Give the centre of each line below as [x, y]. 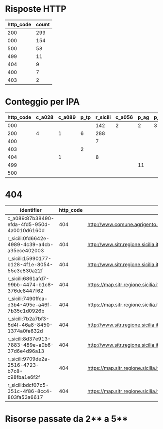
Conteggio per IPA [42, 102]
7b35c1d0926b [26, 311]
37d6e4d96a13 [26, 351]
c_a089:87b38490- [31, 218]
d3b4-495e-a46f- [30, 304]
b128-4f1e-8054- [30, 264]
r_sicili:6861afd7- [28, 279]
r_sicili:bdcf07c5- [28, 385]
